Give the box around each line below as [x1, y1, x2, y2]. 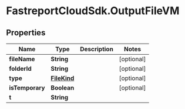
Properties [6, 28, 46, 38]
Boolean [51, 84, 75, 92]
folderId [9, 65, 32, 72]
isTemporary [9, 84, 45, 92]
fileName [9, 55, 35, 63]
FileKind [51, 74, 75, 82]
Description [80, 45, 113, 53]
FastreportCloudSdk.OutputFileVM [6, 4, 180, 18]
